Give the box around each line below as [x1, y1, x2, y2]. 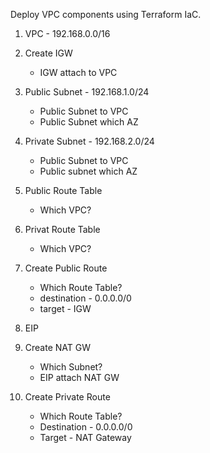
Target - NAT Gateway [39, 432, 132, 443]
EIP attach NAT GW [39, 372, 120, 383]
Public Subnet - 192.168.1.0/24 [24, 86, 150, 98]
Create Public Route [24, 262, 108, 274]
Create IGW [24, 47, 73, 59]
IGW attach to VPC [39, 67, 118, 78]
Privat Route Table [24, 224, 101, 235]
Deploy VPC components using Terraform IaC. [10, 9, 202, 20]
